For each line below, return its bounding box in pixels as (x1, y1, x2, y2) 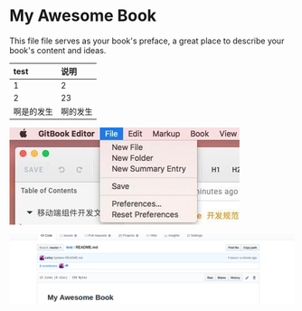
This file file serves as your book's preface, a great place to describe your (9, 35, 285, 46)
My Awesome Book (9, 5, 156, 26)
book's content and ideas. (9, 44, 107, 55)
